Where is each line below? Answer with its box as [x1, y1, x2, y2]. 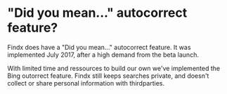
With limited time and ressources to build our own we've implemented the [7, 64, 220, 72]
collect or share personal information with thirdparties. [7, 79, 165, 87]
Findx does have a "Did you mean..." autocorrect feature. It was [7, 43, 191, 51]
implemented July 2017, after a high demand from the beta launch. [7, 51, 199, 59]
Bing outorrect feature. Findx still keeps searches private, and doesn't [7, 72, 209, 80]
